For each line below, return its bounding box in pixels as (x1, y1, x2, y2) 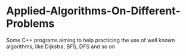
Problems (6, 17, 55, 30)
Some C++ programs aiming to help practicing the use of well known (6, 36, 175, 43)
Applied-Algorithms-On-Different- (6, 4, 181, 18)
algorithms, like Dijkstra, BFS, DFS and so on (6, 43, 116, 50)
